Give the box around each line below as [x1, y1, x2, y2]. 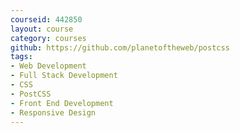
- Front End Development [10, 98, 114, 108]
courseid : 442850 [10, 14, 83, 25]
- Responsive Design [10, 107, 97, 118]
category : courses [10, 33, 87, 43]
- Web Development [10, 61, 87, 71]
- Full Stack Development [10, 71, 118, 81]
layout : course [10, 24, 74, 34]
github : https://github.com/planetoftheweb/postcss [10, 42, 230, 53]
